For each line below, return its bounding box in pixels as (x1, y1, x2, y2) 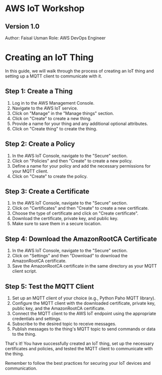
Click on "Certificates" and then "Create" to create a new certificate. (12, 205, 149, 211)
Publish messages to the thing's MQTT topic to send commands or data (12, 326, 156, 332)
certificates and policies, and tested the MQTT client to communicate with (5, 346, 153, 351)
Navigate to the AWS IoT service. (12, 105, 79, 111)
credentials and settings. (12, 316, 62, 321)
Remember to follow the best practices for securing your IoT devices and (5, 360, 151, 366)
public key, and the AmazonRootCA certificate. (12, 306, 106, 311)
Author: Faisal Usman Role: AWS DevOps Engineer (5, 35, 106, 41)
